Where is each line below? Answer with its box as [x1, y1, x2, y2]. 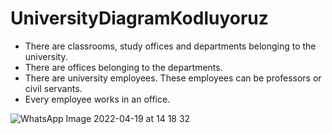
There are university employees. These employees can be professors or [24, 72, 322, 84]
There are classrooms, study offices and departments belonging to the [24, 40, 317, 52]
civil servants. [24, 82, 83, 94]
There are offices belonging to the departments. [24, 61, 223, 73]
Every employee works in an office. [24, 93, 171, 105]
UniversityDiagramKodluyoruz [10, 7, 269, 30]
